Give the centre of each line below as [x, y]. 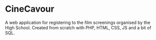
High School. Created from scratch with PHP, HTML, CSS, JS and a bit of [78, 27]
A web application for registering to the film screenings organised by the [78, 22]
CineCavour [30, 9]
